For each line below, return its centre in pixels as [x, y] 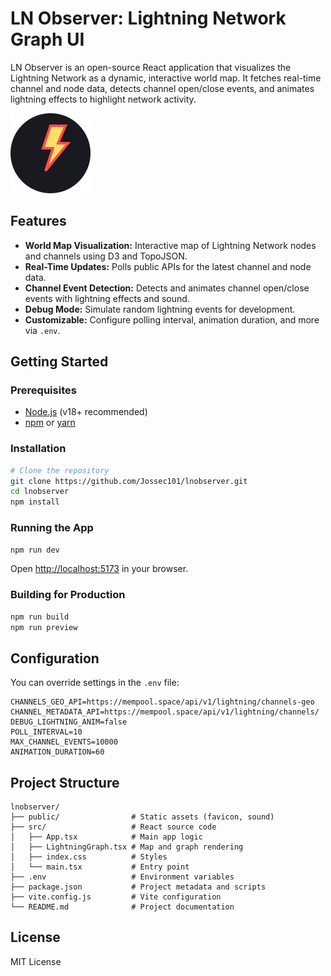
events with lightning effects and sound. [107, 298]
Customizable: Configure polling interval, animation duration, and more [172, 319]
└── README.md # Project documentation [122, 907]
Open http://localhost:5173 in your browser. [99, 569]
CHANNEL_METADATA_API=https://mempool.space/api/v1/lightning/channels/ [165, 712]
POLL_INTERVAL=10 [46, 732]
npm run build [40, 617]
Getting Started [59, 362]
